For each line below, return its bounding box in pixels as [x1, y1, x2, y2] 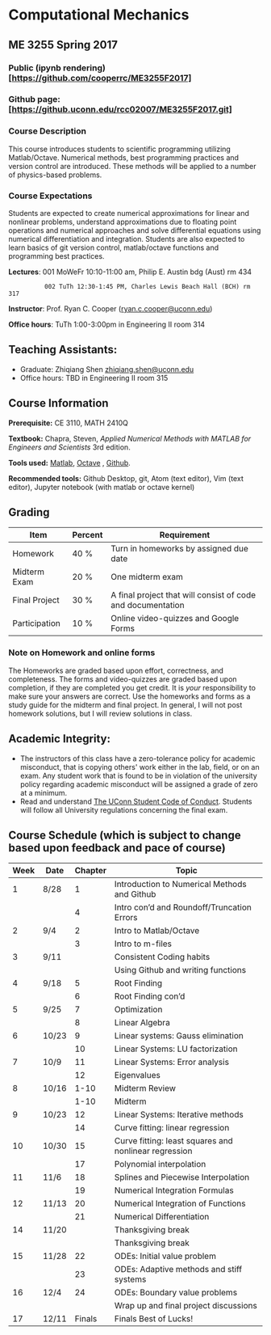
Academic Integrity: [8, 732, 111, 746]
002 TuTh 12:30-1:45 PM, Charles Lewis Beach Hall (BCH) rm [44, 283, 251, 291]
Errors [114, 912, 139, 923]
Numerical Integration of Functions [114, 1198, 246, 1210]
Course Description [8, 125, 87, 137]
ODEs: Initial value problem [114, 1251, 216, 1262]
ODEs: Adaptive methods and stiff [114, 1264, 243, 1275]
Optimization [114, 1004, 163, 1016]
